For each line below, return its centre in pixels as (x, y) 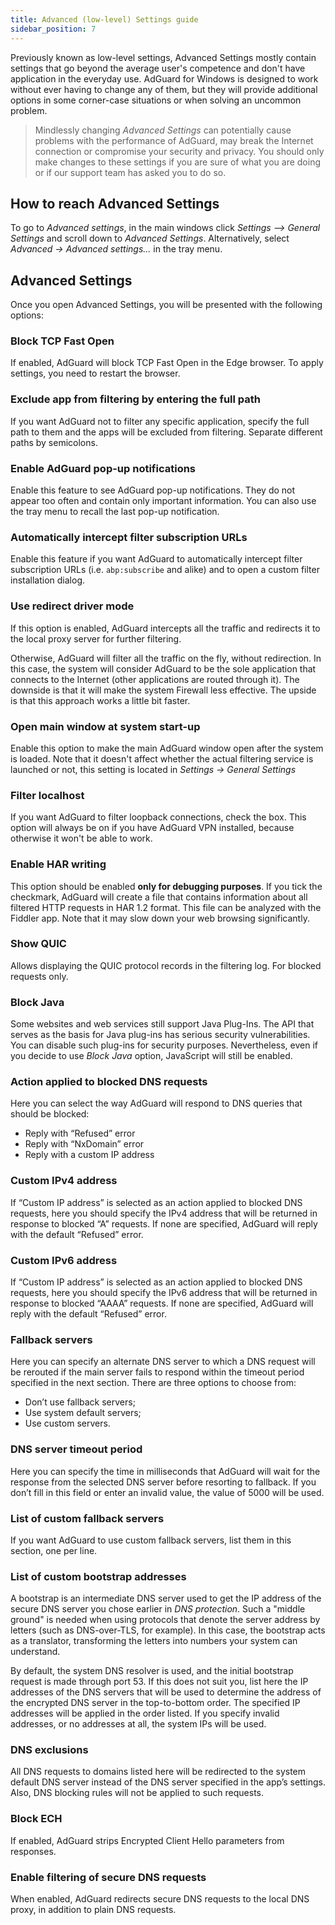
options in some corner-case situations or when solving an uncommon (156, 100)
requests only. (39, 976)
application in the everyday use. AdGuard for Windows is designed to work (164, 78)
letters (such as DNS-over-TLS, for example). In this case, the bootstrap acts (168, 1630)
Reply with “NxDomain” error (84, 1144)
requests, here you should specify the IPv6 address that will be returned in (164, 1292)
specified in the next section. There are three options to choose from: (153, 1383)
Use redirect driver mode (72, 606)
